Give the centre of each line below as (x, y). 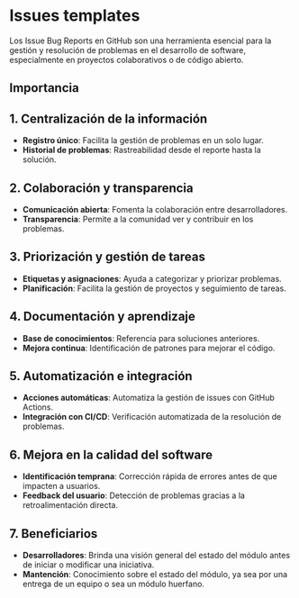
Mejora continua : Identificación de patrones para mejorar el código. (149, 348)
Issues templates (75, 16)
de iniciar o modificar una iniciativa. (88, 565)
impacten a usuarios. (61, 486)
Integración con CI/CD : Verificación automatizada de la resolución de (152, 417)
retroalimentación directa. (70, 505)
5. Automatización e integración (101, 376)
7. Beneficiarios (54, 534)
